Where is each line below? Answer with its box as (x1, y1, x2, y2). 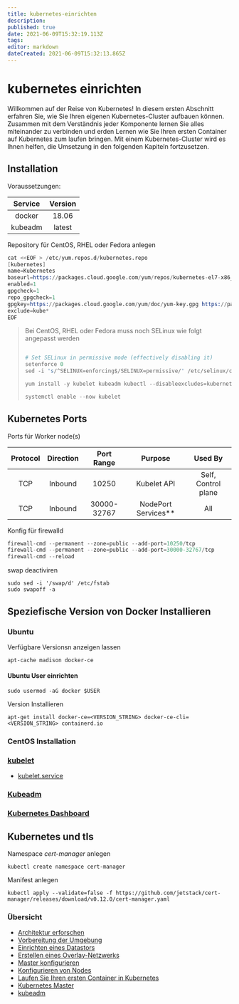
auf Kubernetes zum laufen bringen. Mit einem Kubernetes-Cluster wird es (7, 135, 226, 143)
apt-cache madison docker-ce (7, 657, 94, 664)
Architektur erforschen (17, 929, 85, 937)
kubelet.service (17, 772, 64, 780)
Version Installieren (7, 700, 64, 708)
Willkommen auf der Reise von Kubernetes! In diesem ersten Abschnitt (7, 104, 214, 113)
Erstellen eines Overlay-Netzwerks (17, 951, 119, 960)
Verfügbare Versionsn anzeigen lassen (7, 642, 121, 652)
